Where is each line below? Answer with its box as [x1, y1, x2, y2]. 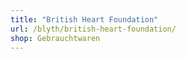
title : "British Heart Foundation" [10, 14, 159, 25]
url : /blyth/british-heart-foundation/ [10, 24, 177, 34]
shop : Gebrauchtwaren [10, 33, 101, 43]
